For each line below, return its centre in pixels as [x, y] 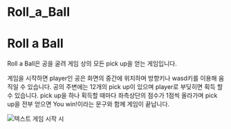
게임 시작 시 [48, 119]
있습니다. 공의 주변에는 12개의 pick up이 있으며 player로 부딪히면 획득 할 [125, 87]
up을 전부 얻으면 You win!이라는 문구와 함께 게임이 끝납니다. [89, 104]
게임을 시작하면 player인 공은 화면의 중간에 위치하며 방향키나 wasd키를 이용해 [112, 78]
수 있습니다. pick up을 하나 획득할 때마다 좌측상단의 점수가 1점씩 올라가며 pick [112, 96]
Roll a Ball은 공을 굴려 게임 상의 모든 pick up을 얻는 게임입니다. [92, 63]
